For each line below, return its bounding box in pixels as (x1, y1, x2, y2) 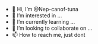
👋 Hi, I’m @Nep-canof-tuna (11, 6, 79, 12)
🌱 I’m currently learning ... (11, 18, 75, 25)
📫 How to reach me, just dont (11, 32, 86, 38)
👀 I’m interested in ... (11, 12, 62, 19)
